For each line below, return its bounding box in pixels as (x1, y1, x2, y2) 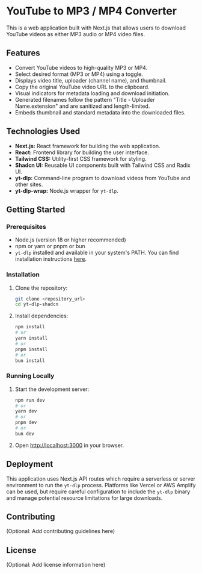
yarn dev (14, 408, 37, 414)
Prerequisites (6, 222, 46, 231)
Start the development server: (14, 385, 90, 393)
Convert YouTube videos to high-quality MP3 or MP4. (14, 64, 148, 71)
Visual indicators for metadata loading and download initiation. (14, 89, 170, 97)
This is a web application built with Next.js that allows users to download (6, 24, 186, 31)
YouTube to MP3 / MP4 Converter (6, 4, 177, 18)
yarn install (14, 335, 48, 342)
